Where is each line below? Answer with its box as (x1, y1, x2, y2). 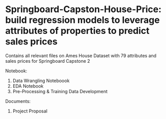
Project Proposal (12, 108, 48, 114)
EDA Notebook (12, 83, 44, 89)
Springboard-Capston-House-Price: (5, 4, 161, 15)
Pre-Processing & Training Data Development (12, 88, 108, 94)
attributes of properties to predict (5, 25, 150, 36)
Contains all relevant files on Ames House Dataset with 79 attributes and (5, 52, 156, 59)
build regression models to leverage (5, 14, 160, 26)
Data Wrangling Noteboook (12, 77, 70, 84)
